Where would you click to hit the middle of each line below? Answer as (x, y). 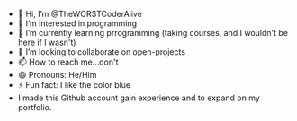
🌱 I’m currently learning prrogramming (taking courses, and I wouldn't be (153, 33)
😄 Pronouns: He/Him (57, 75)
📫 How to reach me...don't (68, 62)
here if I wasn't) (47, 42)
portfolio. (35, 107)
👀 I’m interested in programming (77, 23)
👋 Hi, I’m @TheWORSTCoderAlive (80, 14)
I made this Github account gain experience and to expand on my (139, 98)
